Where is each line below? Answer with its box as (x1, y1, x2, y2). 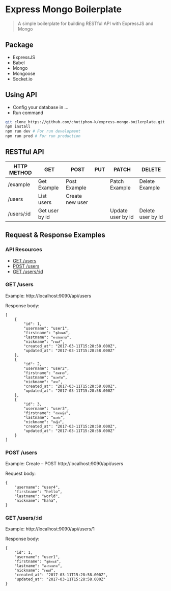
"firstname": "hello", (14, 489, 63, 495)
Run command (12, 110, 43, 116)
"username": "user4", (14, 485, 60, 490)
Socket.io (12, 75, 33, 82)
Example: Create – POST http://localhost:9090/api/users (5, 461, 124, 467)
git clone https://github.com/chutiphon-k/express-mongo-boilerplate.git (5, 119, 165, 124)
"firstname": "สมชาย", (23, 370, 70, 375)
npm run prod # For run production (5, 133, 81, 139)
